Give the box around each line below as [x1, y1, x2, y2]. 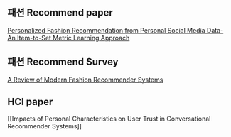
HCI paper [7, 96, 53, 108]
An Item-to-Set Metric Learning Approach [7, 33, 130, 42]
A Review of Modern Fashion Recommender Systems [7, 75, 163, 84]
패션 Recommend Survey [7, 56, 119, 68]
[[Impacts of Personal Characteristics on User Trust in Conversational [7, 114, 211, 123]
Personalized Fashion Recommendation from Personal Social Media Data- [7, 26, 224, 34]
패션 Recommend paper [7, 6, 113, 19]
